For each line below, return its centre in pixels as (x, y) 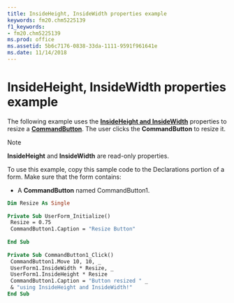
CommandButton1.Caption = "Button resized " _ (79, 281)
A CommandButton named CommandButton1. (83, 190)
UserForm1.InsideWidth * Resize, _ (62, 268)
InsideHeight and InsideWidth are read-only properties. (88, 156)
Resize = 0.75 (31, 223)
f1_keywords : (26, 27)
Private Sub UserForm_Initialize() (59, 216)
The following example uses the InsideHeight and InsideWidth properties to (117, 121)
